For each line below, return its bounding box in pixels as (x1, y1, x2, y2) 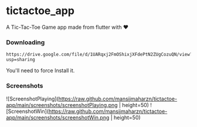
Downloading (6, 38, 45, 46)
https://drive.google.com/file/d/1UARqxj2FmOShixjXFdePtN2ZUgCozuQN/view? (6, 52, 193, 58)
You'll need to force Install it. (6, 67, 75, 74)
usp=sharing (6, 57, 35, 63)
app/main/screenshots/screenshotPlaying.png (6, 101, 118, 108)
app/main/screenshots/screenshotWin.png (6, 113, 110, 121)
